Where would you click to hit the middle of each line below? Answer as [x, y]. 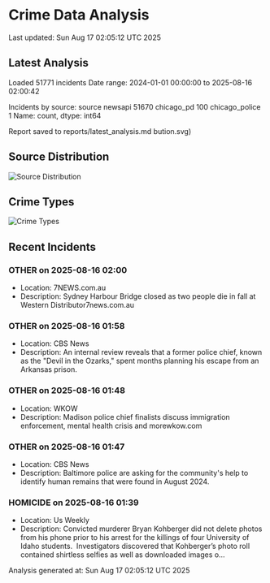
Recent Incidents [52, 246]
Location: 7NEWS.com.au [63, 288]
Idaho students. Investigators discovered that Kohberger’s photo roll [135, 546]
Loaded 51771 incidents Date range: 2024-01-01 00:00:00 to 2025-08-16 [131, 82]
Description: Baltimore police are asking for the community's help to [134, 473]
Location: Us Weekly [54, 520]
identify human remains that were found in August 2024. [115, 482]
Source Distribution [59, 157]
